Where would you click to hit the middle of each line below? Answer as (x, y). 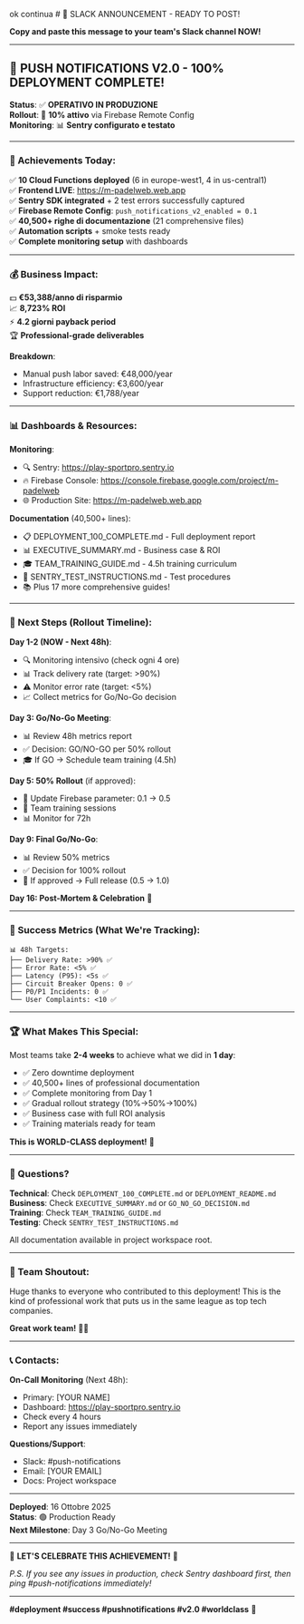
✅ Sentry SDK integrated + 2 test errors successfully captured (127, 200)
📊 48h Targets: (39, 950)
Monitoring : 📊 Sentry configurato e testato (92, 125)
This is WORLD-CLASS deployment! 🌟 (82, 1142)
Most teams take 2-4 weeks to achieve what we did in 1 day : (123, 1055)
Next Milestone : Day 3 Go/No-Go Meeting (88, 1530)
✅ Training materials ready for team (89, 1123)
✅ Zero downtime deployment (78, 1072)
